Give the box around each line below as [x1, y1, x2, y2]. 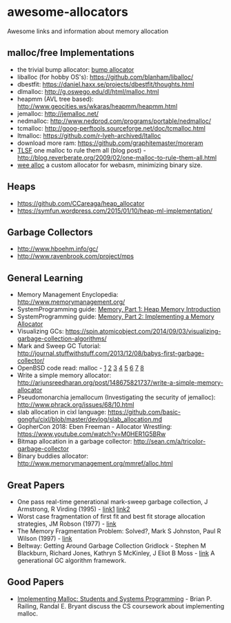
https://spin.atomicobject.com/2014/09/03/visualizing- [65, 327, 221, 336]
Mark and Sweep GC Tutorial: [17, 342, 101, 350]
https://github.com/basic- [108, 408, 181, 416]
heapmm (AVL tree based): [17, 95, 94, 103]
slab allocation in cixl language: [17, 408, 107, 416]
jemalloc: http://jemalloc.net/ [17, 109, 99, 117]
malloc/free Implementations [7, 47, 134, 59]
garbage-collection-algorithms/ [17, 334, 107, 343]
